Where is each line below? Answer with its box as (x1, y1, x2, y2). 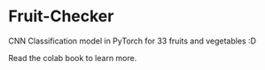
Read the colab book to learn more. (8, 52, 137, 63)
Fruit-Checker (8, 6, 114, 27)
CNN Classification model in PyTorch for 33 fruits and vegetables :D (8, 35, 257, 46)
